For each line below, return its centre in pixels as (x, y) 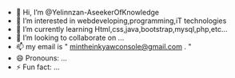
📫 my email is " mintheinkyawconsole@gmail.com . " (104, 47)
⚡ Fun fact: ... (38, 67)
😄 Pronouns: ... (42, 58)
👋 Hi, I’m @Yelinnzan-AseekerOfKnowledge (88, 12)
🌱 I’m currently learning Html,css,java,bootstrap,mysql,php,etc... (121, 29)
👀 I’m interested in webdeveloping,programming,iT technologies (121, 21)
